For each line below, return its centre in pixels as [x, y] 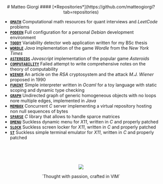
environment [23, 37]
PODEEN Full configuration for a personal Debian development [72, 32]
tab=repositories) [81, 12]
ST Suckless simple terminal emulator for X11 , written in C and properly [82, 132]
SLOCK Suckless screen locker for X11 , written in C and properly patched [83, 127]
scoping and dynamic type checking [47, 90]
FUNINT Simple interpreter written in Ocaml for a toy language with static [83, 85]
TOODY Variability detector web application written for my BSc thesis [79, 43]
